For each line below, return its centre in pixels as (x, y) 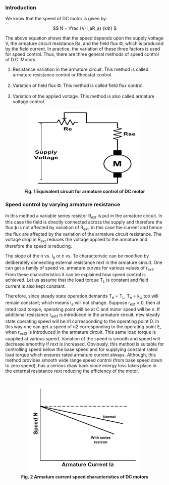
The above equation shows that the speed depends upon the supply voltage (84, 38)
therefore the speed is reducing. (39, 246)
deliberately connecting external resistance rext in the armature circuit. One (84, 262)
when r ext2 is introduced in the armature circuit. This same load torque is (81, 333)
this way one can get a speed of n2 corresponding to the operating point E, (83, 326)
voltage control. (29, 102)
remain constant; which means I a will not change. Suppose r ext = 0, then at (83, 303)
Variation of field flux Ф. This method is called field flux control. (78, 85)
